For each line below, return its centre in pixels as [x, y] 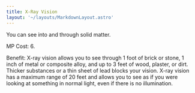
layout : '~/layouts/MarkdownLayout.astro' [60, 17]
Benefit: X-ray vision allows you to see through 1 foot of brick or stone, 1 [95, 58]
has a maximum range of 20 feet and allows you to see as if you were [92, 77]
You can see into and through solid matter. [58, 34]
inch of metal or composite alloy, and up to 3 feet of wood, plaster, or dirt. [97, 64]
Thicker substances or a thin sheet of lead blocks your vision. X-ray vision [98, 70]
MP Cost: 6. [21, 46]
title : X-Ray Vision [32, 12]
